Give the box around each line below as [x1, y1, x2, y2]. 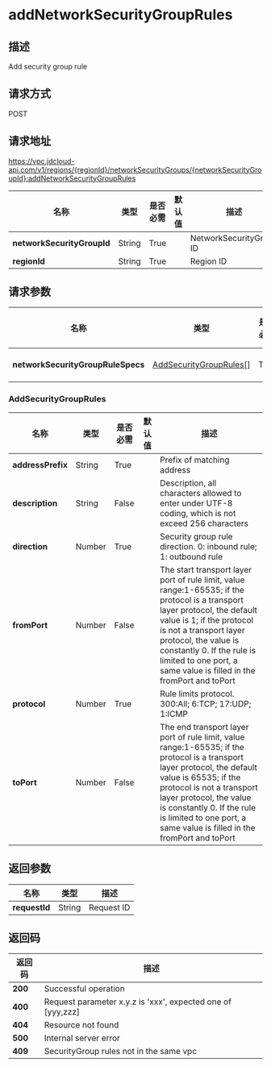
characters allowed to [160, 487, 242, 498]
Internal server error [44, 1032, 121, 1044]
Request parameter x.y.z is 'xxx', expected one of [44, 996, 232, 1007]
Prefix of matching [160, 454, 230, 465]
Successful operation [44, 983, 125, 994]
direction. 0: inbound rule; [160, 540, 257, 552]
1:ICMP [160, 708, 188, 719]
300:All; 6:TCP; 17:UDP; [160, 698, 252, 709]
